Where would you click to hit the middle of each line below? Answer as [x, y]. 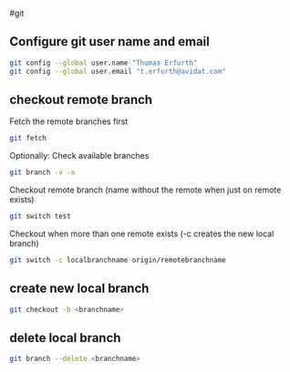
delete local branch [65, 338]
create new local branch [79, 289]
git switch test [40, 217]
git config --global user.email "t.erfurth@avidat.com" [118, 71]
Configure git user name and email [109, 41]
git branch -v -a [42, 172]
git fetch [28, 139]
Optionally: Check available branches [79, 156]
